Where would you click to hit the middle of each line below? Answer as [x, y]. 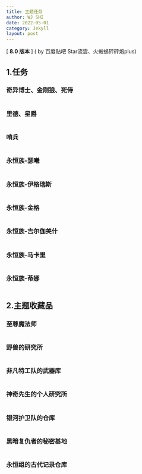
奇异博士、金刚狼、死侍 [40, 90]
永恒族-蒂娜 [23, 278]
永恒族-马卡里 [26, 255]
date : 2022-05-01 [28, 23]
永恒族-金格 [23, 207]
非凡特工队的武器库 [34, 371]
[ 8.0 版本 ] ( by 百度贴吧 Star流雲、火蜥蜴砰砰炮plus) [71, 52]
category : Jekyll [28, 28]
